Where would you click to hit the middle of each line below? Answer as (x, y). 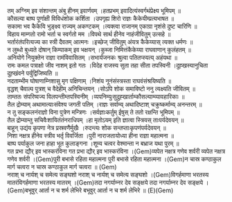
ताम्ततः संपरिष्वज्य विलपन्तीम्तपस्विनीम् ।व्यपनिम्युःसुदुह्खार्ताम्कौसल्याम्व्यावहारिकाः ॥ (96, 96)
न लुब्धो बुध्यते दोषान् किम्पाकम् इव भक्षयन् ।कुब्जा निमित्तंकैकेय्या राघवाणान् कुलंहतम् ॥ (99, 50)
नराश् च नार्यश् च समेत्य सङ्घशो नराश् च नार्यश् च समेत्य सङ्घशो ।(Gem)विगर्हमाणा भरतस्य (108, 175)
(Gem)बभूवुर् (22, 190)
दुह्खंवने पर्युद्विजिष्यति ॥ (33, 73)
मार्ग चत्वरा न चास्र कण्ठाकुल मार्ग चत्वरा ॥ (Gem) (62, 167)
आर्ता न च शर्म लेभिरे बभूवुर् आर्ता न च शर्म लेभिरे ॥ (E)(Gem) (106, 190)
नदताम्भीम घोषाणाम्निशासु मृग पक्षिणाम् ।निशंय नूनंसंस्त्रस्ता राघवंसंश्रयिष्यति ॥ (89, 81)
